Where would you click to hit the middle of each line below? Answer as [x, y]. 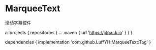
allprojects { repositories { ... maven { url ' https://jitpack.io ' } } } [69, 32]
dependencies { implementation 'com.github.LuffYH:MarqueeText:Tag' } [78, 42]
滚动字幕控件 [18, 23]
